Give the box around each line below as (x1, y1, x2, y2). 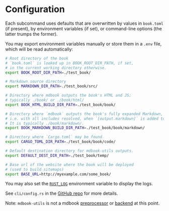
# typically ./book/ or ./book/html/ (5, 97, 84, 103)
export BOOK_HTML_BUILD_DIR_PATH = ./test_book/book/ (5, 102, 116, 107)
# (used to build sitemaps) (5, 167, 64, 172)
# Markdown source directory (5, 79, 66, 84)
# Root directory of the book (5, 56, 69, 61)
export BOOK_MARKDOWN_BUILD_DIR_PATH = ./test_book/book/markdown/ (5, 125, 145, 131)
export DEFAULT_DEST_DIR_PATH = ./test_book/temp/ (5, 153, 109, 158)
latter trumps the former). (5, 31, 58, 37)
